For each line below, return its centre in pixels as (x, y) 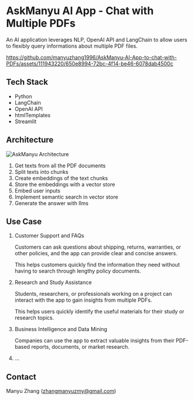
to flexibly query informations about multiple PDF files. (72, 46)
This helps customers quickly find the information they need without (97, 265)
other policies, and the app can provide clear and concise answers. (96, 253)
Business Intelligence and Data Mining (61, 329)
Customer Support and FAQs (49, 236)
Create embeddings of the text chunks (61, 178)
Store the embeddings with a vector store (65, 184)
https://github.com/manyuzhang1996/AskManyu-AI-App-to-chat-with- (92, 57)
